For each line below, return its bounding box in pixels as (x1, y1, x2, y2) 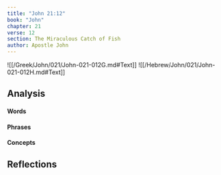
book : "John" (7, 16, 44, 23)
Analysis (7, 88, 46, 100)
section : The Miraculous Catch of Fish (7, 36, 121, 43)
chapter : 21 (7, 23, 41, 30)
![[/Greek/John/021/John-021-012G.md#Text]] (7, 61, 137, 69)
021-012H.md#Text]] (7, 68, 66, 76)
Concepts (7, 139, 36, 147)
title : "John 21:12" (7, 10, 66, 17)
